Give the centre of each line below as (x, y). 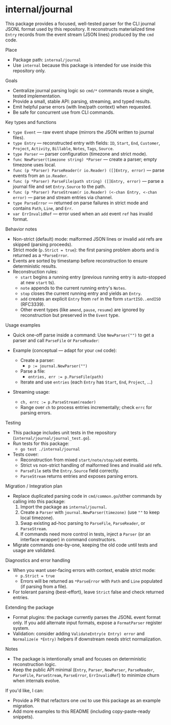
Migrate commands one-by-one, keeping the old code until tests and (85, 545)
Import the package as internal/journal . (64, 507)
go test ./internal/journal (50, 449)
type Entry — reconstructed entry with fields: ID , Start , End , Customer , (86, 143)
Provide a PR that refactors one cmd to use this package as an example (87, 700)
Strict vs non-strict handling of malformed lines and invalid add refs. (91, 465)
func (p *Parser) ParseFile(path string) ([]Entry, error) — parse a (88, 181)
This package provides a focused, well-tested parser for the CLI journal (80, 24)
